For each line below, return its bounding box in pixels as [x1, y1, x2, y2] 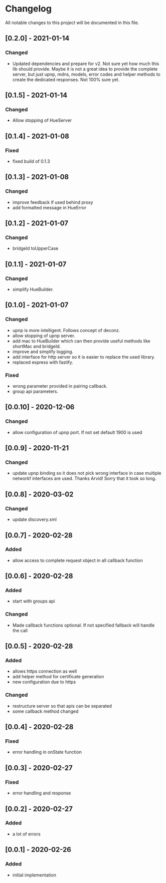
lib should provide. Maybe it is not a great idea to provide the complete [12, 66, 158, 72]
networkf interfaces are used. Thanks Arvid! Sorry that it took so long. [12, 475, 157, 481]
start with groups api [12, 598, 55, 604]
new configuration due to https [12, 679, 76, 685]
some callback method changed [12, 708, 79, 714]
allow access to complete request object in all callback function [12, 557, 143, 563]
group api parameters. [12, 389, 58, 395]
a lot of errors [12, 831, 41, 837]
